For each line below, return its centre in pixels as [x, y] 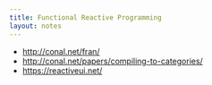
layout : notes [36, 26]
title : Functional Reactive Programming [86, 17]
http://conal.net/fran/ [61, 51]
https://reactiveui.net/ [62, 70]
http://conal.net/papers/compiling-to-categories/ [112, 61]
